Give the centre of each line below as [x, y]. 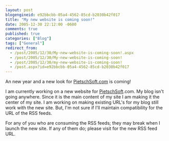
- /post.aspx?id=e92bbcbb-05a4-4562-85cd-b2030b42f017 [70, 67]
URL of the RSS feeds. [29, 113]
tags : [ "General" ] [25, 43]
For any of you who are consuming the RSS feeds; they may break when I [83, 123]
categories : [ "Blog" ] [28, 39]
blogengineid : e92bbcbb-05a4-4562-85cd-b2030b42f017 [63, 15]
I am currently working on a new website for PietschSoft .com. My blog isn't [84, 91]
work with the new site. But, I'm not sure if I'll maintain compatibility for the [84, 108]
